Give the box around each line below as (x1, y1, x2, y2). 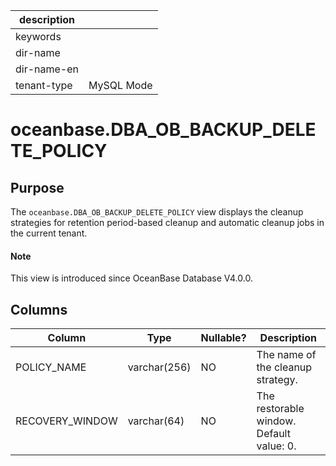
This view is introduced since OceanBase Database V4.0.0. (10, 272, 253, 284)
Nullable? (200, 331, 247, 345)
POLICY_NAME (15, 360, 87, 374)
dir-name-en (15, 62, 80, 76)
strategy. (256, 373, 298, 387)
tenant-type (15, 79, 73, 92)
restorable (256, 402, 305, 416)
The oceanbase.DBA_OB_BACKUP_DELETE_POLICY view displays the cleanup (10, 206, 304, 218)
